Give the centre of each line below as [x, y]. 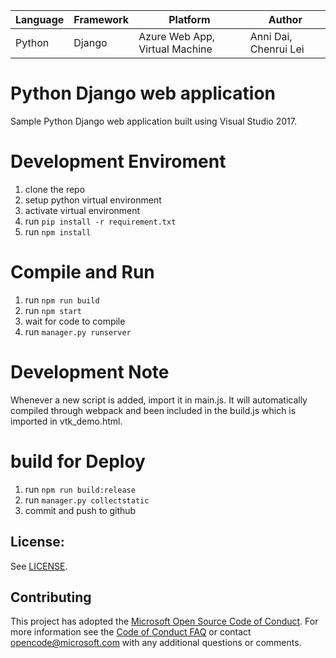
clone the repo [55, 189]
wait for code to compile [75, 321]
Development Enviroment [118, 161]
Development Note [90, 372]
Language [40, 19]
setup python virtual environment [93, 200]
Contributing [51, 597]
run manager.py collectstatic [87, 500]
